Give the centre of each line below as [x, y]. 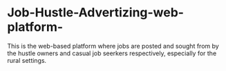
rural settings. [27, 60]
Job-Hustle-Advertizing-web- [96, 13]
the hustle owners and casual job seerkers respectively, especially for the [112, 53]
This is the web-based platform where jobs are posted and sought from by [113, 46]
